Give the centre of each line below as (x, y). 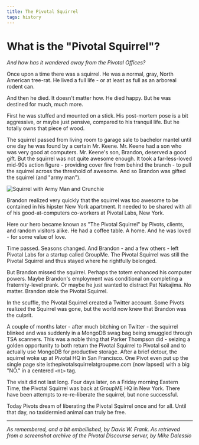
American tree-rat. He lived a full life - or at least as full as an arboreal (92, 80)
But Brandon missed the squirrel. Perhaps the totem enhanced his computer (99, 272)
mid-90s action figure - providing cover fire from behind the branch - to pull (99, 165)
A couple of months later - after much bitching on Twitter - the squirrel (92, 327)
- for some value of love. (37, 237)
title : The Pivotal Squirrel (43, 12)
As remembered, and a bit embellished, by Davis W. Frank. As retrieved (94, 430)
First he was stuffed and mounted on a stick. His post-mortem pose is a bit (97, 116)
